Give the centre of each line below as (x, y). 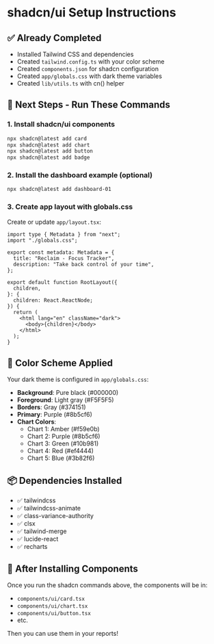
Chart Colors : (37, 422)
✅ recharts (32, 547)
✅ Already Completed (54, 38)
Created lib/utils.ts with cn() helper (71, 83)
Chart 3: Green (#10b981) (63, 443)
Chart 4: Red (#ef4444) (61, 451)
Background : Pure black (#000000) (68, 393)
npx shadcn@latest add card (47, 138)
